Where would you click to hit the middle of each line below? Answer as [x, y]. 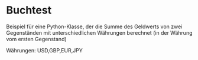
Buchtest [29, 10]
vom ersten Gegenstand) [36, 39]
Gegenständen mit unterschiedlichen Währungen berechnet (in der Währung [99, 32]
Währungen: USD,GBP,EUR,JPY [44, 50]
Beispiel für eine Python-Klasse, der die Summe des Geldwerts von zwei [94, 26]
